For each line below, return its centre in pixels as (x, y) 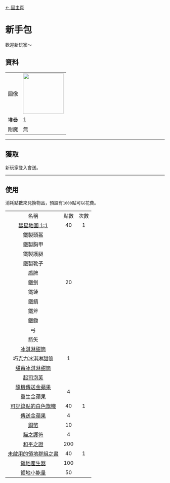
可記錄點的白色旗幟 (33, 406)
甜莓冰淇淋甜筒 (33, 368)
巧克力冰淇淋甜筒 (33, 359)
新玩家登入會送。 (23, 167)
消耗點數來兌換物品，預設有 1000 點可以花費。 (52, 203)
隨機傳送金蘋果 (33, 387)
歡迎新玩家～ (18, 45)
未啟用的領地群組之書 (33, 454)
